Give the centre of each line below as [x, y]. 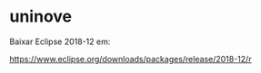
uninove [41, 17]
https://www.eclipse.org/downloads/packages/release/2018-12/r [130, 59]
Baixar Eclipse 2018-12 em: [60, 41]
